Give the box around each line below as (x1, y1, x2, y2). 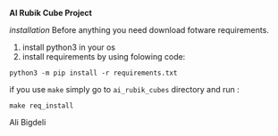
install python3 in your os (21, 42, 116, 52)
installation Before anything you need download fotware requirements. (9, 25, 270, 35)
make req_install (9, 101, 74, 110)
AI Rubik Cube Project (9, 8, 92, 18)
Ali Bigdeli (9, 117, 46, 127)
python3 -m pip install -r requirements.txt (9, 68, 178, 77)
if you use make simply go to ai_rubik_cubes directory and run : (9, 84, 240, 94)
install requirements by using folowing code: (21, 52, 186, 61)
